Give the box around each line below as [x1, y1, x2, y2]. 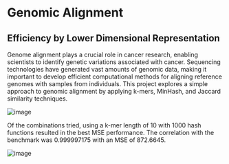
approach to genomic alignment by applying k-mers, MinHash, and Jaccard [7, 88, 221, 95]
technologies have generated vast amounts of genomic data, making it [7, 65, 207, 73]
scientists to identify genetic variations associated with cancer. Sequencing [7, 58, 221, 66]
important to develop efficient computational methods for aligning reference [7, 72, 222, 81]
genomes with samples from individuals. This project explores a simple [7, 80, 208, 88]
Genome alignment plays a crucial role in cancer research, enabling [7, 50, 198, 59]
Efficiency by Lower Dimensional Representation [7, 32, 220, 44]
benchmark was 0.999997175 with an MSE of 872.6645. [7, 136, 166, 144]
